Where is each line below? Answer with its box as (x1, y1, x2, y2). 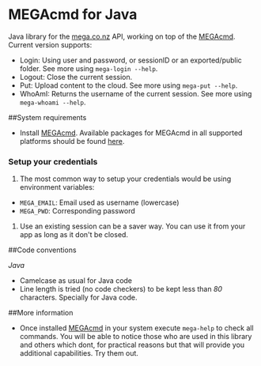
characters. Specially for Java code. (19, 292, 138, 302)
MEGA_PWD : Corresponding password (19, 206, 136, 216)
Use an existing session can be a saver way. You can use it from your (19, 221, 246, 231)
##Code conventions (8, 245, 77, 255)
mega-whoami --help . (19, 97, 86, 107)
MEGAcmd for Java (8, 6, 138, 24)
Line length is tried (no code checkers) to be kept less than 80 (19, 285, 223, 294)
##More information (8, 308, 74, 318)
